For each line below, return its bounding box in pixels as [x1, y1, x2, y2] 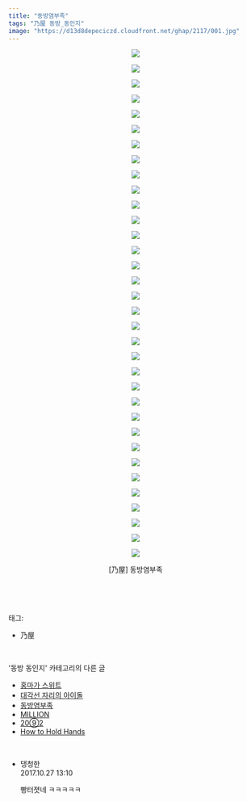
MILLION [19, 710, 50, 720]
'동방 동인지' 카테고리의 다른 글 [8, 663, 106, 673]
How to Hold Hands [19, 727, 86, 737]
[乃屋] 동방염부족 [108, 565, 163, 574]
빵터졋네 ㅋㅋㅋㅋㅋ [19, 785, 82, 795]
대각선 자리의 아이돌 [19, 691, 83, 700]
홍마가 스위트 [19, 680, 62, 691]
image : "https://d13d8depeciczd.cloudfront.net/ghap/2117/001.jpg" [8, 27, 241, 35]
